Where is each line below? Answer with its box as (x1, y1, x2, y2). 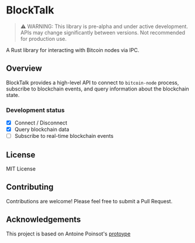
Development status (6, 106, 65, 114)
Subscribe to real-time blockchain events (14, 133, 114, 140)
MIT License (6, 165, 36, 172)
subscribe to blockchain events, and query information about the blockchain (6, 85, 190, 92)
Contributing (6, 182, 54, 192)
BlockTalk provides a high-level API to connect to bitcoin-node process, (6, 79, 179, 86)
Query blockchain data (14, 126, 69, 133)
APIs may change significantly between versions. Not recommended (20, 29, 186, 36)
